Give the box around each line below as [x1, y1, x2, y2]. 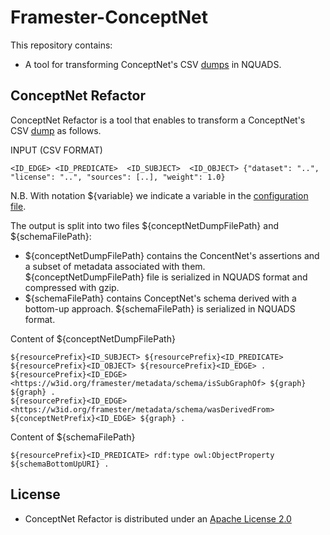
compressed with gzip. [24, 281, 120, 293]
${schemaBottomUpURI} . [10, 459, 110, 469]
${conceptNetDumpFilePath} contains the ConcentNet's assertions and [24, 249, 320, 261]
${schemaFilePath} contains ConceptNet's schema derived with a [24, 292, 297, 304]
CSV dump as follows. [10, 124, 102, 136]
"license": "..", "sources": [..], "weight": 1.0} [10, 172, 226, 182]
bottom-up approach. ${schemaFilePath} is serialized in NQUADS [24, 302, 296, 315]
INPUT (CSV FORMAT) [10, 144, 103, 156]
